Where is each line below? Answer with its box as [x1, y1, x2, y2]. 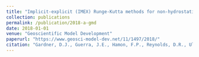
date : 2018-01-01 [6, 25, 49, 31]
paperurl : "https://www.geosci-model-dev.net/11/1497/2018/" [6, 36, 161, 42]
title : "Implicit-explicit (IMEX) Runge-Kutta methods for [6, 8, 155, 15]
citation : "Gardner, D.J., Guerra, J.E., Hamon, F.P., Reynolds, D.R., [6, 42, 187, 48]
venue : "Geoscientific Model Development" [6, 31, 113, 37]
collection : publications [6, 14, 70, 20]
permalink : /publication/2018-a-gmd [6, 20, 97, 26]
